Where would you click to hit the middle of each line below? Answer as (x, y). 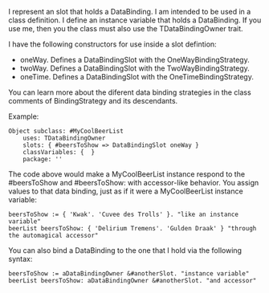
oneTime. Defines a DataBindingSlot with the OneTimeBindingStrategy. (137, 77)
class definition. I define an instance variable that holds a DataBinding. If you (135, 20)
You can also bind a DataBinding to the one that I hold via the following (125, 250)
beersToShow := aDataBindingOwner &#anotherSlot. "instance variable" (129, 274)
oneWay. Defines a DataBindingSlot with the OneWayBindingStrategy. (135, 60)
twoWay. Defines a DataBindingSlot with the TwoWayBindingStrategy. (135, 68)
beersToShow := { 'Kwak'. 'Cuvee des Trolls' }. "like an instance (124, 214)
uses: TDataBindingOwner (64, 138)
